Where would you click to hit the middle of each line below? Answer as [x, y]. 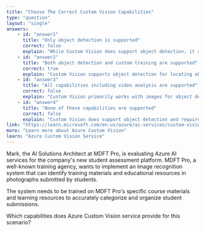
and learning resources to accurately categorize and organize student [94, 198]
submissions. [23, 204]
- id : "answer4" [38, 102]
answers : [17, 29]
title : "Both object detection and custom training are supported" [110, 63]
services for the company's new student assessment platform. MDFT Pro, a [101, 160]
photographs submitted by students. [52, 179]
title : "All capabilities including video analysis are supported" [110, 86]
